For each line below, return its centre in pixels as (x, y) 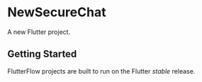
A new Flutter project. (39, 32)
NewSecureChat (57, 12)
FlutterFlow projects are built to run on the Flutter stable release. (101, 71)
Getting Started (42, 54)
